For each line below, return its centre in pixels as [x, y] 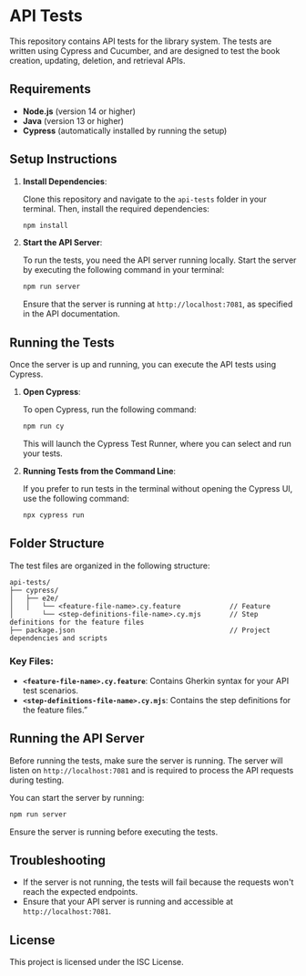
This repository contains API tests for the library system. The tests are [141, 41]
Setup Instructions [63, 159]
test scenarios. [51, 690]
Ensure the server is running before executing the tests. [114, 832]
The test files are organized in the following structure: [110, 566]
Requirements [50, 89]
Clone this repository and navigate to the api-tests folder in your [144, 199]
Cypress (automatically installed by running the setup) [125, 130]
